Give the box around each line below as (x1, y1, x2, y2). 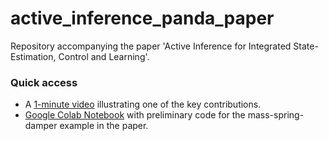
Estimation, (10, 50, 57, 62)
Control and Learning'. (58, 50, 150, 62)
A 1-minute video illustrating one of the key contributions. (24, 98, 262, 111)
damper (24, 120, 58, 132)
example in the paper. (59, 120, 149, 132)
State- (293, 40, 319, 52)
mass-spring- (247, 109, 305, 121)
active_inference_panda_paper (10, 7, 275, 30)
